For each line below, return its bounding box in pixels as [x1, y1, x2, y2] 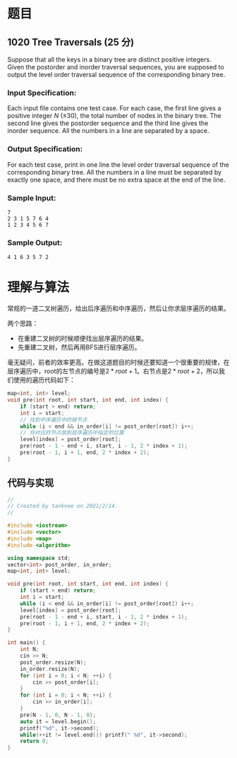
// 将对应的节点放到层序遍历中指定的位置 [20, 429, 125, 436]
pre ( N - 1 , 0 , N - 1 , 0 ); [20, 711, 97, 718]
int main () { [7, 639, 46, 646]
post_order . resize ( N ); [20, 658, 87, 666]
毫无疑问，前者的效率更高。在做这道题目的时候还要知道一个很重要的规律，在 [7, 358, 230, 367]
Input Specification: [7, 88, 77, 98]
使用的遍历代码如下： [13, 375, 75, 385]
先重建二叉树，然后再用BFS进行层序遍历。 [17, 343, 141, 351]
